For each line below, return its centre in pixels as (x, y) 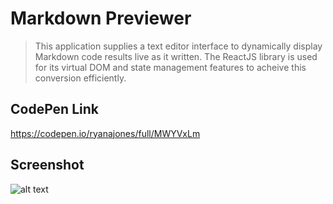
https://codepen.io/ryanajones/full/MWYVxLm (105, 133)
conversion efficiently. (80, 78)
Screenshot (47, 165)
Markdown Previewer (101, 18)
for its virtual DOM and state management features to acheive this (170, 67)
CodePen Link (54, 109)
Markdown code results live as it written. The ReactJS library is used (176, 56)
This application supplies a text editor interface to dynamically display (178, 46)
